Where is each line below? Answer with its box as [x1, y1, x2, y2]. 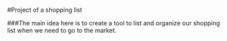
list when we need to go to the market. [7, 27, 117, 34]
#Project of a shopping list [7, 6, 82, 14]
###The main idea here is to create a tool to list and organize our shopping [7, 19, 220, 27]
